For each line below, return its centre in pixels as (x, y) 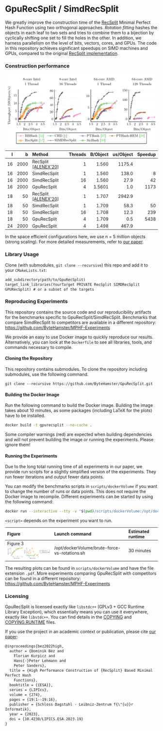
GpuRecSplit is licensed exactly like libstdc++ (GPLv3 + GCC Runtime (75, 607)
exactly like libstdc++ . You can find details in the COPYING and (68, 617)
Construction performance (37, 66)
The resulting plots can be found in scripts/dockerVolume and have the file (79, 568)
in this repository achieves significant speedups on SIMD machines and (76, 48)
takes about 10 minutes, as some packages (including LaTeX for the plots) (79, 411)
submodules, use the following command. (47, 374)
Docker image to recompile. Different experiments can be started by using (79, 497)
